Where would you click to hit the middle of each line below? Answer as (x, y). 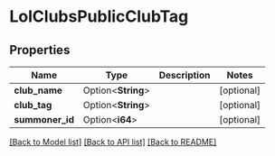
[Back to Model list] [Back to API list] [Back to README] (113, 142)
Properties (40, 50)
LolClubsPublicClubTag (99, 17)
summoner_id (44, 119)
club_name (38, 90)
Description (185, 75)
